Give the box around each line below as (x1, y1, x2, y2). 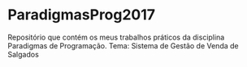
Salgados (7, 49, 40, 59)
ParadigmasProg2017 (7, 6, 156, 24)
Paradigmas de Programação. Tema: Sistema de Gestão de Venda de (7, 40, 239, 50)
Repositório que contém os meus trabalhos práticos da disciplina (7, 32, 225, 42)
